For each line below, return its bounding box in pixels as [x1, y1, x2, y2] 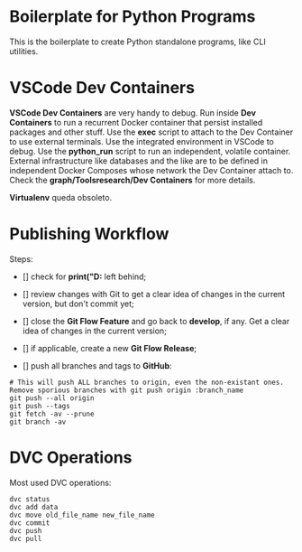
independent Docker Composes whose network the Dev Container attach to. [9, 164, 294, 175]
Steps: [9, 253, 33, 264]
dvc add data [9, 502, 59, 511]
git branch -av [9, 417, 67, 426]
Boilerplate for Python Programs [9, 6, 256, 27]
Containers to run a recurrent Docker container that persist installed [9, 117, 263, 127]
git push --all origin [9, 393, 95, 403]
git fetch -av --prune [9, 409, 95, 418]
